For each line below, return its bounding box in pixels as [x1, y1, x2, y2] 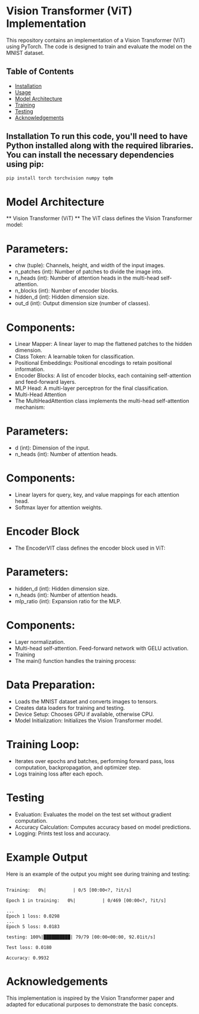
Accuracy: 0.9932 [6, 955, 49, 961]
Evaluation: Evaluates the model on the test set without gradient [14, 811, 172, 818]
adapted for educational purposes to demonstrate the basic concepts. [6, 1000, 178, 1008]
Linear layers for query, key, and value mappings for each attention [14, 491, 180, 498]
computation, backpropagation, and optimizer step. [14, 764, 141, 771]
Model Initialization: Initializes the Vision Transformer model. [14, 717, 163, 724]
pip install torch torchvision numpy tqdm [6, 175, 113, 181]
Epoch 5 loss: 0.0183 [6, 923, 60, 929]
